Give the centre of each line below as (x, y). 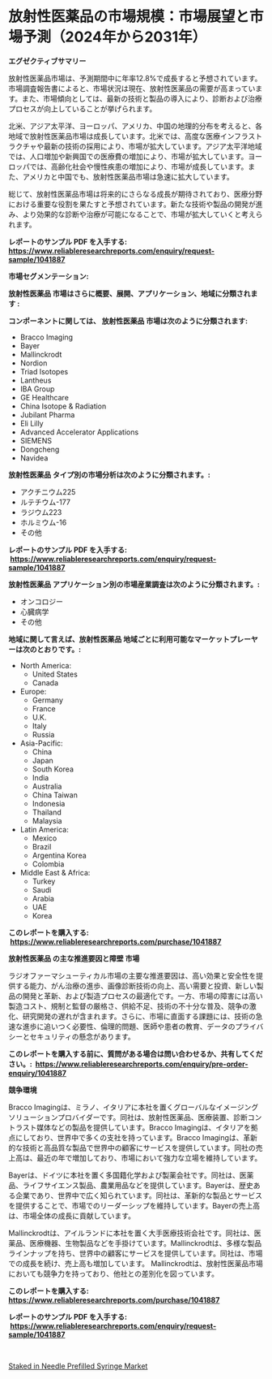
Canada (45, 682)
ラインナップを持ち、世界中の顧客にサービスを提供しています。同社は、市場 (136, 1253)
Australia (47, 786)
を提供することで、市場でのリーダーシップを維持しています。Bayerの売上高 (134, 1205)
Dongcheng (40, 449)
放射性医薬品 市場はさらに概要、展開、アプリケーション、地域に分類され (130, 293)
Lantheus (36, 380)
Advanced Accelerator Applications (79, 432)
